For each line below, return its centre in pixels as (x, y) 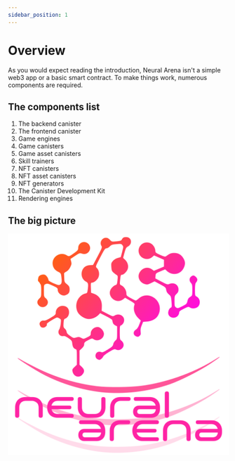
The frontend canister (49, 131)
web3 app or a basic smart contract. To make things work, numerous (108, 77)
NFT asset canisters (47, 176)
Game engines (39, 139)
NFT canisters (38, 169)
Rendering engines (45, 199)
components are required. (46, 85)
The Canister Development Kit (62, 191)
